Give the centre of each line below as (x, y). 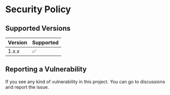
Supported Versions (38, 28)
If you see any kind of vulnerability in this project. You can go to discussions (85, 81)
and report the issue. (27, 87)
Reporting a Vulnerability (46, 69)
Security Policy (38, 9)
